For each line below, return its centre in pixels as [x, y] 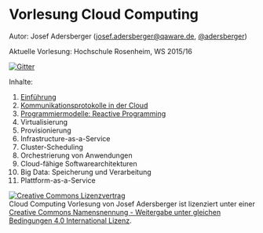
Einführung [38, 96]
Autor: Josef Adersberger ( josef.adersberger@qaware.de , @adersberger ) [128, 36]
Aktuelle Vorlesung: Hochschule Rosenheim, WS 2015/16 [101, 51]
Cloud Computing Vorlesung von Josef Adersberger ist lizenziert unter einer [132, 204]
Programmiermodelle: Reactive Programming [93, 113]
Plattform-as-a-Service [58, 180]
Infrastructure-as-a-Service [65, 138]
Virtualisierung [44, 122]
